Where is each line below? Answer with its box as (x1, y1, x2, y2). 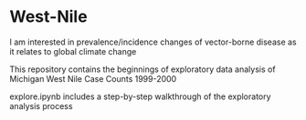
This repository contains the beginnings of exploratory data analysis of (9, 64, 276, 75)
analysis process (9, 100, 73, 111)
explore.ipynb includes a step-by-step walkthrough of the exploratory (9, 91, 271, 102)
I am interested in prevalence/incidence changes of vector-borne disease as (9, 36, 297, 47)
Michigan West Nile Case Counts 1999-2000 (9, 73, 177, 84)
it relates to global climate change (9, 45, 137, 56)
